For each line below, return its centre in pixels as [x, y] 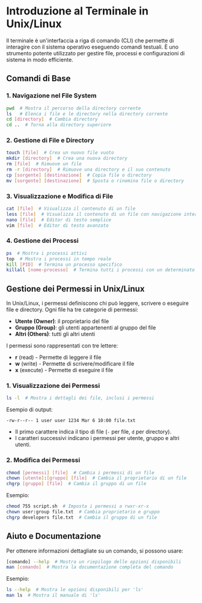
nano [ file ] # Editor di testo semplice [59, 220]
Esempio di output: [29, 409]
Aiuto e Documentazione [54, 536]
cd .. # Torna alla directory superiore [59, 125]
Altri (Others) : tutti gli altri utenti [55, 334]
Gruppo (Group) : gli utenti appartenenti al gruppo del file [85, 328]
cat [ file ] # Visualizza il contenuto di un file [71, 209]
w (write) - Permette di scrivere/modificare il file [75, 364]
